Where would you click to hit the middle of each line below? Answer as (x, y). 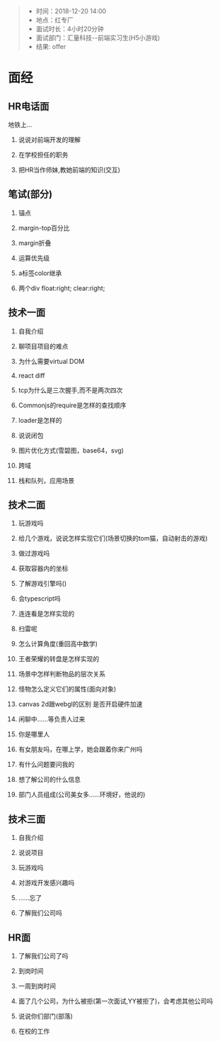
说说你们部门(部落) (46, 1016)
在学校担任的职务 (43, 155)
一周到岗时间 (37, 986)
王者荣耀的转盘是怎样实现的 (59, 659)
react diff (31, 375)
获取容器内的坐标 (43, 569)
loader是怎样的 (40, 420)
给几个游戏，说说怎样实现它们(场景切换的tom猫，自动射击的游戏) (113, 538)
